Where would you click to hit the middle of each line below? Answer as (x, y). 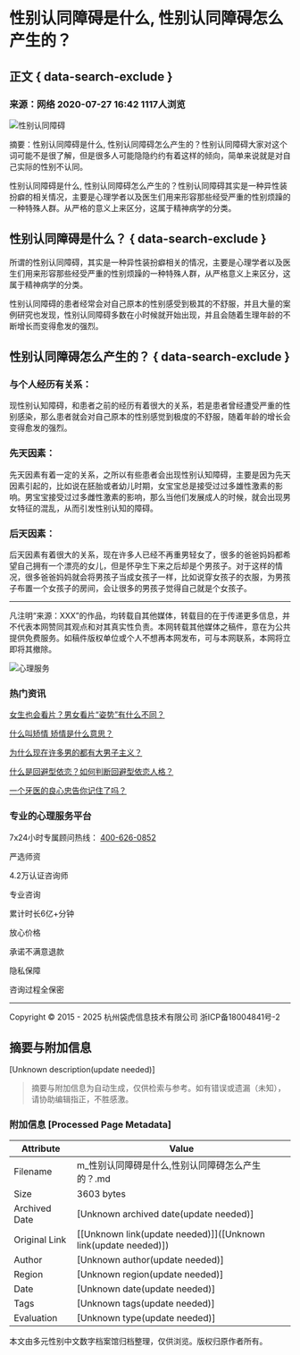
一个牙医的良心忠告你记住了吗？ (68, 791)
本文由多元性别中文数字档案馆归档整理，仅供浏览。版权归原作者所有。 (138, 1341)
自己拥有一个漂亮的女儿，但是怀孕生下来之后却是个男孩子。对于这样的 (146, 565)
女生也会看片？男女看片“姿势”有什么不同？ (87, 715)
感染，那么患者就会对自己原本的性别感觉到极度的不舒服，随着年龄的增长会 (154, 417)
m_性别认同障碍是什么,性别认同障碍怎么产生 (169, 1165)
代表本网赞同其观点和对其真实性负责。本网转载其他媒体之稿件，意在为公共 (154, 626)
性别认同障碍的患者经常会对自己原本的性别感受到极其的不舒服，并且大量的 (146, 303)
